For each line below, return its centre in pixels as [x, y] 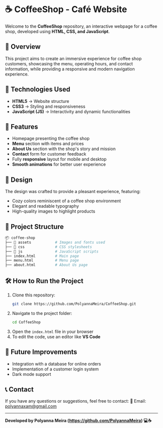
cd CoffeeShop [26, 322]
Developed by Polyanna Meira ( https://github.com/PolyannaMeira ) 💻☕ [78, 421]
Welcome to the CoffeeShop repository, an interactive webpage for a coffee [81, 26]
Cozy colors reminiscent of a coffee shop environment [66, 201]
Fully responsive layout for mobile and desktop [59, 159]
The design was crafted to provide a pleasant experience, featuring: [73, 192]
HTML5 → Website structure [41, 101]
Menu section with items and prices [48, 144]
